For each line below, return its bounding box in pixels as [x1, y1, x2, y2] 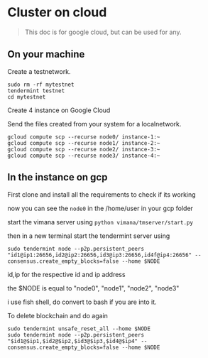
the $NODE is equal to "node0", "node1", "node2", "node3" [7, 283, 180, 292]
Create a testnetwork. [7, 67, 71, 75]
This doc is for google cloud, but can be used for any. [24, 28, 182, 36]
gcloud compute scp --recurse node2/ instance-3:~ [7, 146, 160, 153]
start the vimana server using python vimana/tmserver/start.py [7, 217, 194, 226]
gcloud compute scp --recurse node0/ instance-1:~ [7, 133, 160, 141]
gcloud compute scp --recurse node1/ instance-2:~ [7, 139, 160, 146]
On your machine [7, 48, 85, 60]
